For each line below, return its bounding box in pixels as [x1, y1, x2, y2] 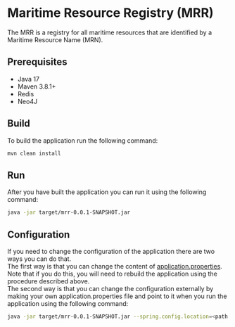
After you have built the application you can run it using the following [7, 188, 207, 196]
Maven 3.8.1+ [17, 82, 56, 91]
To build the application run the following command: [7, 136, 158, 145]
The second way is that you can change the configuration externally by [7, 284, 214, 293]
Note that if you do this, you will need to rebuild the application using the [7, 269, 218, 278]
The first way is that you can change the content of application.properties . [7, 262, 223, 270]
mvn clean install [7, 150, 61, 157]
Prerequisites [7, 56, 68, 68]
